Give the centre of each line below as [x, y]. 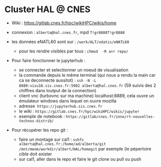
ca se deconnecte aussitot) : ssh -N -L [57, 80]
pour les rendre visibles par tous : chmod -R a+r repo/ [73, 51]
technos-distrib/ [36, 121]
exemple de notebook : [42, 116]
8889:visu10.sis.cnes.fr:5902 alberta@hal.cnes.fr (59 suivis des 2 [87, 85]
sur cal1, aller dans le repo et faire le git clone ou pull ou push [80, 159]
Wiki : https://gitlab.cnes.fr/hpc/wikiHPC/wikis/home [64, 23]
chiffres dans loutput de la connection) [57, 90]
